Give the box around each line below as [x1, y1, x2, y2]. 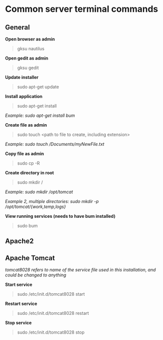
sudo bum [17, 223, 38, 229]
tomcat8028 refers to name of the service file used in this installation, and [5, 267, 156, 273]
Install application [5, 94, 43, 99]
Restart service [5, 301, 37, 306]
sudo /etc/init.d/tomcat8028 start [17, 291, 85, 297]
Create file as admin [5, 122, 47, 128]
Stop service [5, 320, 32, 326]
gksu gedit [17, 65, 39, 70]
